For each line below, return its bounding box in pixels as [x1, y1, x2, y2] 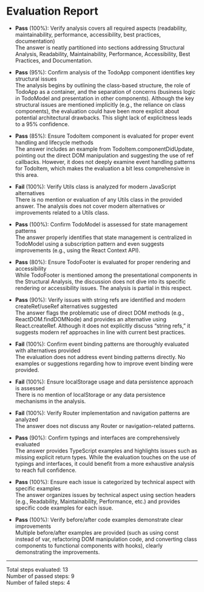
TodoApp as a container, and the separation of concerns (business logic [15, 88, 196, 95]
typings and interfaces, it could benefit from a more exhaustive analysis [15, 460, 195, 467]
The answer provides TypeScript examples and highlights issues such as [15, 447, 197, 454]
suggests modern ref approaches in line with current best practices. [15, 328, 186, 336]
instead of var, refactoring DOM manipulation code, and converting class [15, 535, 197, 543]
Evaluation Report [6, 4, 98, 18]
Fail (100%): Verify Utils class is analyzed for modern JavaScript [15, 183, 176, 190]
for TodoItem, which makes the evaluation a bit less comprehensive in [15, 165, 190, 172]
